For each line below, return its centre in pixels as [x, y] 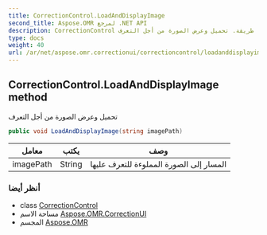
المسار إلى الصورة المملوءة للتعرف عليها [159, 164]
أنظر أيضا [24, 188]
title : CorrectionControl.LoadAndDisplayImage [87, 16]
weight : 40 [26, 45]
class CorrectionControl [59, 205]
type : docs [26, 38]
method [28, 98]
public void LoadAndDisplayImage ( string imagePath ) [95, 131]
